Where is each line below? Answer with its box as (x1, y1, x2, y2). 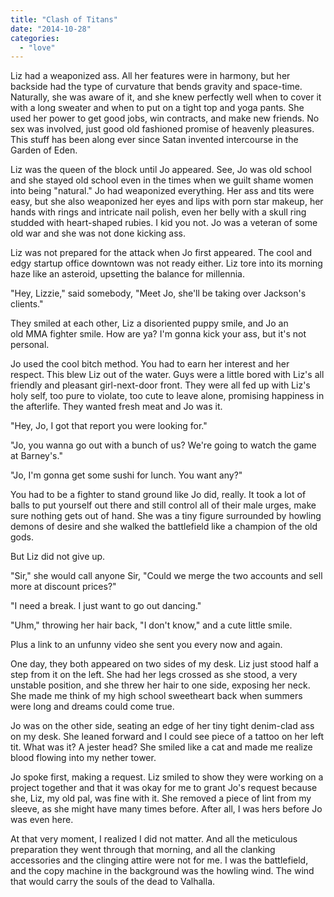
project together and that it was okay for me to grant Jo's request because (10, 782, 318, 794)
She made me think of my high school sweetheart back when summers (10, 690, 303, 702)
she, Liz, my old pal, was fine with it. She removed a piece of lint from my (10, 792, 312, 805)
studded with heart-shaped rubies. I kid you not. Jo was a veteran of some (10, 217, 318, 229)
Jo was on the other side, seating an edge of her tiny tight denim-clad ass (10, 720, 315, 732)
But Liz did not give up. (10, 551, 106, 563)
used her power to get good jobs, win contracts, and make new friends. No (10, 112, 320, 125)
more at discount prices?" (10, 581, 117, 593)
